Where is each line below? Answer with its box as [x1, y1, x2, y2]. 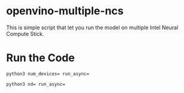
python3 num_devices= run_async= [6, 70, 90, 77]
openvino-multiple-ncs [6, 4, 124, 18]
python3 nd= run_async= [6, 81, 66, 87]
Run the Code [6, 51, 75, 65]
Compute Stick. [6, 30, 44, 37]
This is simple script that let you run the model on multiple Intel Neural [6, 24, 179, 31]
